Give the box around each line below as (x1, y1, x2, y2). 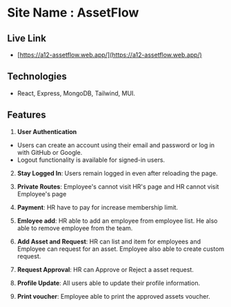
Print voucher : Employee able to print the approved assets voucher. (17, 292, 210, 300)
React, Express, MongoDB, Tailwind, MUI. (17, 89, 136, 97)
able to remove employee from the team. (17, 223, 133, 232)
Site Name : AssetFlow (7, 5, 139, 21)
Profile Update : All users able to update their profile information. (17, 279, 201, 287)
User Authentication (17, 127, 77, 136)
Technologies (7, 71, 68, 82)
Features (7, 109, 46, 121)
